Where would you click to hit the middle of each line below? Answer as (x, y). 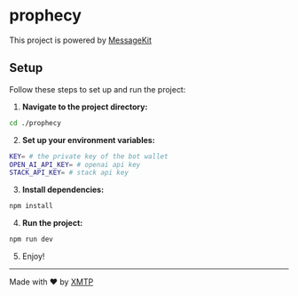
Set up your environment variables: (88, 140)
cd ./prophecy (35, 123)
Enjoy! (33, 256)
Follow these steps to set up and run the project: (98, 89)
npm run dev (31, 240)
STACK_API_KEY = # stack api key (69, 173)
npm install (31, 206)
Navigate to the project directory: (85, 107)
